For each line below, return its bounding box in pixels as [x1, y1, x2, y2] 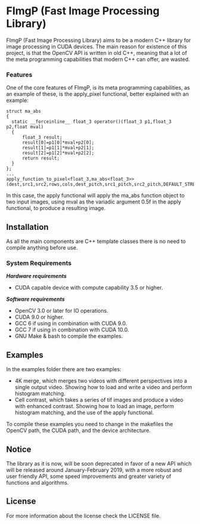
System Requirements [6, 258, 72, 267]
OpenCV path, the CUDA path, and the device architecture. [6, 427, 151, 434]
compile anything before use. [6, 244, 79, 251]
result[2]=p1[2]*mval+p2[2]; [21, 150, 95, 156]
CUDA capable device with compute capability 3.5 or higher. [14, 284, 163, 291]
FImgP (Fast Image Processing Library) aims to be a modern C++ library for [6, 36, 192, 44]
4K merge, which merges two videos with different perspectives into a [14, 377, 187, 384]
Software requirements [6, 295, 65, 303]
